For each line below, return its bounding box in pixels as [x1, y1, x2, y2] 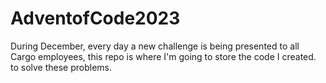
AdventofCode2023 [10, 7, 181, 30]
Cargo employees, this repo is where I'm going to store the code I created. [10, 50, 317, 62]
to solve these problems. [10, 61, 113, 73]
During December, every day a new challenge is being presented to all [10, 40, 300, 52]
